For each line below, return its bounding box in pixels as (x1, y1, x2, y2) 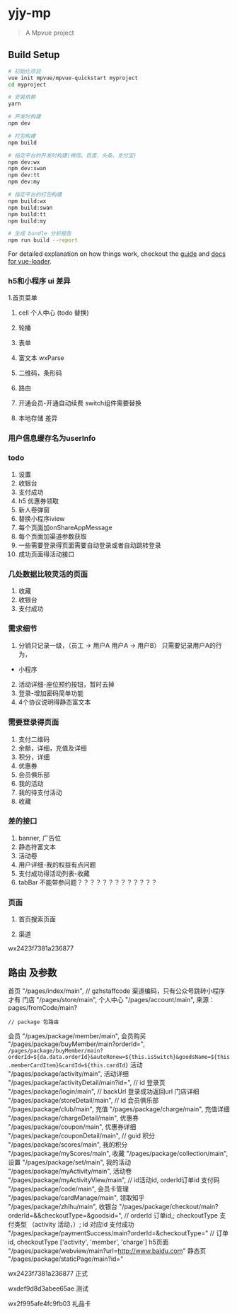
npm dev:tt (8, 172, 40, 179)
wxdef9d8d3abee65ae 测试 (8, 1284, 89, 1293)
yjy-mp (8, 5, 52, 21)
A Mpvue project (25, 28, 74, 37)
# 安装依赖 (8, 94, 36, 101)
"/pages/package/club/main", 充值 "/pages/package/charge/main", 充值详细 (8, 1104, 230, 1113)
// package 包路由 (8, 1018, 59, 1026)
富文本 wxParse (18, 354, 64, 362)
